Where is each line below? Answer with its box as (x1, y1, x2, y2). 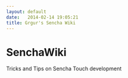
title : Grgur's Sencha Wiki (6, 20, 76, 26)
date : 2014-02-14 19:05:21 (6, 14, 79, 20)
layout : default (6, 8, 46, 15)
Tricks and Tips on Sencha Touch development (6, 65, 122, 72)
